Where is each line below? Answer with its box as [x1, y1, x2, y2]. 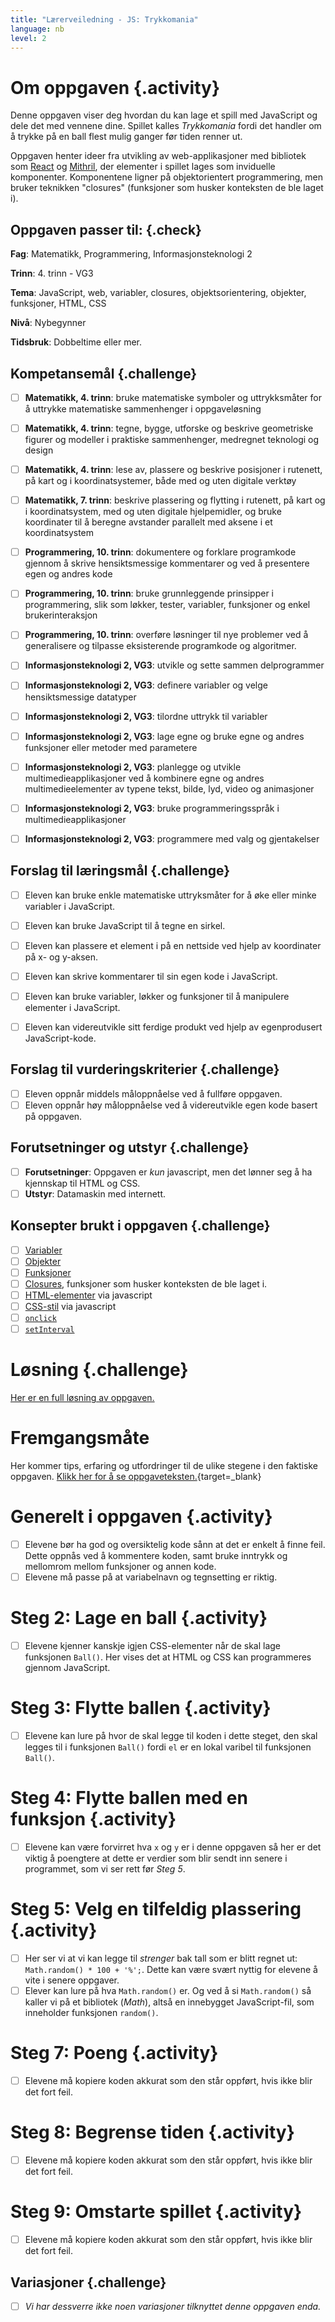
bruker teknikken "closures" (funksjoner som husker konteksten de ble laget [10, 182, 324, 194]
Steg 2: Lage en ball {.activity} [10, 1607, 268, 1630]
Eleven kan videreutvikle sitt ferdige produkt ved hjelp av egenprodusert [24, 1021, 323, 1033]
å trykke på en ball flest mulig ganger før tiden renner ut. [10, 131, 243, 143]
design [24, 444, 54, 456]
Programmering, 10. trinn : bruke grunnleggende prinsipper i [24, 587, 275, 600]
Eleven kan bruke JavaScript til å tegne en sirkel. [24, 919, 226, 931]
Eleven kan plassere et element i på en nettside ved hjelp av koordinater [24, 939, 322, 951]
